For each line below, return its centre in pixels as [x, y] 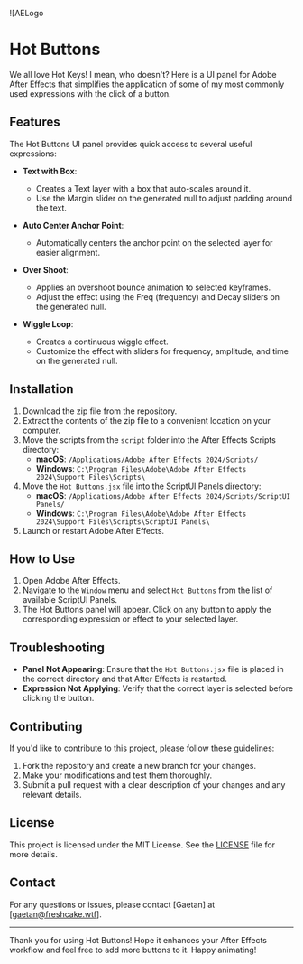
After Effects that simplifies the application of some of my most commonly [147, 84]
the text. [51, 208]
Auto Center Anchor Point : [73, 225]
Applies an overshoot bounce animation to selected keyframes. [153, 287]
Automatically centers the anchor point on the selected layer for [154, 242]
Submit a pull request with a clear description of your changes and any [154, 785]
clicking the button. [58, 698]
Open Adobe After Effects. [71, 581]
